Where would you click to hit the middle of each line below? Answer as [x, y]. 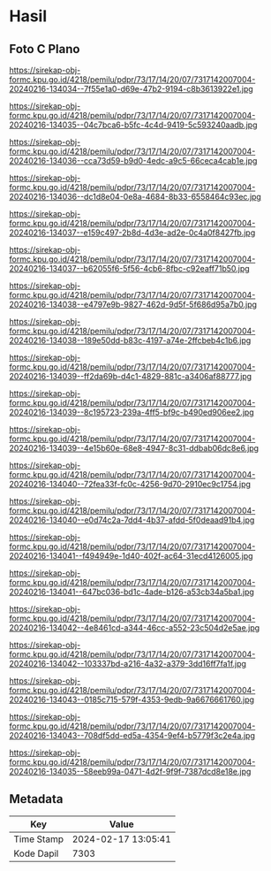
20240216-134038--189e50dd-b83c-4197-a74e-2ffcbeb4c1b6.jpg [130, 340]
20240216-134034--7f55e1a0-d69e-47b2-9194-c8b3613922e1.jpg [131, 89]
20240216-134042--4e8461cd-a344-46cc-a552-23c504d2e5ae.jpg [135, 628]
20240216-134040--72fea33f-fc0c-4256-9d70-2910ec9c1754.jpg [130, 484]
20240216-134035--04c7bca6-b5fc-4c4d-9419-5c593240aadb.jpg [133, 125]
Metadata [36, 799]
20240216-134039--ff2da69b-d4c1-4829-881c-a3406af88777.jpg [131, 376]
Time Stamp [39, 839]
